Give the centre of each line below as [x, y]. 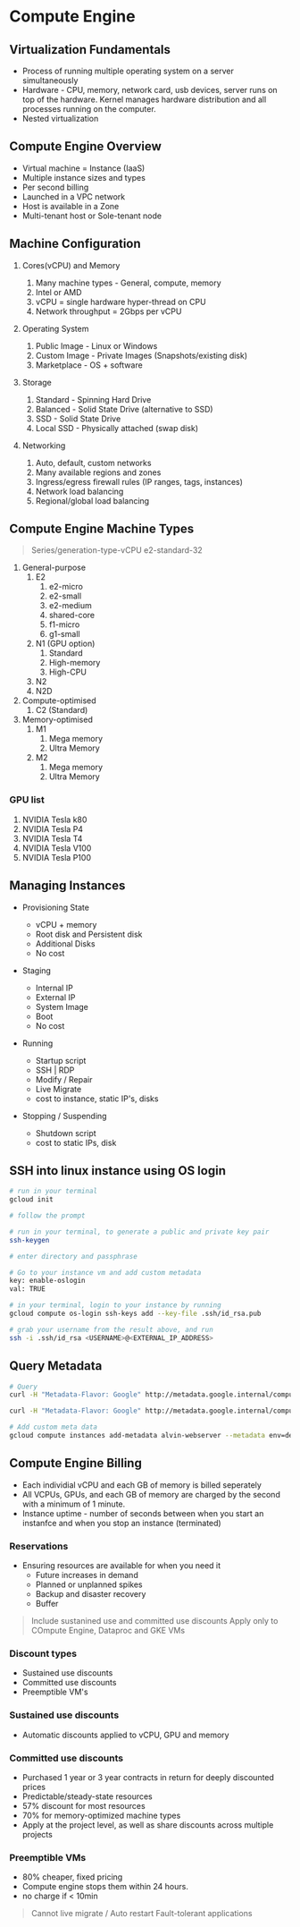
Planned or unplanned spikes [89, 1584]
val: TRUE [28, 1289]
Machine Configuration [75, 244]
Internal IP [54, 988]
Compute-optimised [59, 700]
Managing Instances [67, 886]
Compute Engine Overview [86, 146]
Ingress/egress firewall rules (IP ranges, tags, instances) [139, 481]
